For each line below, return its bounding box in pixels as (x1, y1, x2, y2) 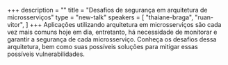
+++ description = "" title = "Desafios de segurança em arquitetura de (7, 6, 208, 14)
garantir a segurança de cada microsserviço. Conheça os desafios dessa (7, 35, 217, 44)
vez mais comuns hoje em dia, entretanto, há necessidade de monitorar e (7, 28, 218, 36)
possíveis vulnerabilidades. (7, 50, 85, 58)
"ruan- (194, 13, 214, 21)
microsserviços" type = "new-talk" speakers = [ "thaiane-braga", (7, 13, 193, 21)
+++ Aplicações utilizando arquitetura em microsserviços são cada (29, 21, 222, 28)
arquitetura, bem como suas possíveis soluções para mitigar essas (7, 43, 198, 50)
